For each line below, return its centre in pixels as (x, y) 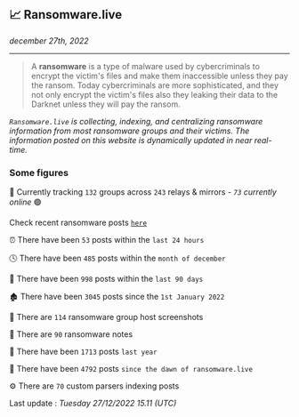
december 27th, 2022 (49, 40)
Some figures (39, 172)
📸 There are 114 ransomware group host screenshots (106, 317)
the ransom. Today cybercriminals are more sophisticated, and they (154, 85)
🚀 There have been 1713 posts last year (83, 352)
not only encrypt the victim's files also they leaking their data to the (154, 94)
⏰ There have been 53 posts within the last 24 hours (107, 240)
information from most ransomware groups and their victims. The (129, 131)
